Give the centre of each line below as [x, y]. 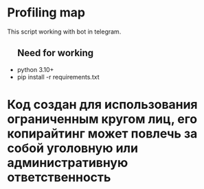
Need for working [55, 53]
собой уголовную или [73, 148]
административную [68, 163]
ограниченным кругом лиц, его [102, 119]
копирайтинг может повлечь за [102, 133]
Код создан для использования [102, 104]
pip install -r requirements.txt [58, 77]
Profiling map [46, 13]
